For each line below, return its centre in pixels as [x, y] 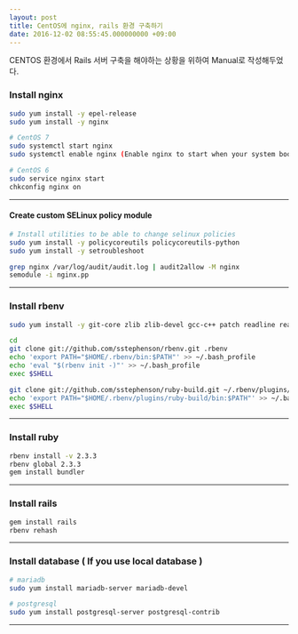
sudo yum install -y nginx [59, 122]
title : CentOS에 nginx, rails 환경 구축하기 [86, 26]
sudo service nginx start [57, 179]
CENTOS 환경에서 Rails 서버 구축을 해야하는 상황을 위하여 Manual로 [127, 60]
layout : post [33, 17]
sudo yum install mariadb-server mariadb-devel [99, 588]
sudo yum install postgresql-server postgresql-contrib [114, 613]
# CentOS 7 [29, 138]
